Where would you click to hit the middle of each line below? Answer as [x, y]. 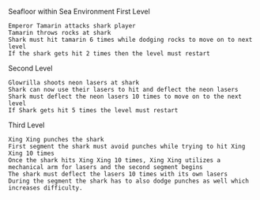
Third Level [26, 125]
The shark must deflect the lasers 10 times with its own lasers [118, 174]
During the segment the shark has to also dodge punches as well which [128, 181]
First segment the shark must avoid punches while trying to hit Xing [127, 146]
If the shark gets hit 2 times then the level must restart [109, 54]
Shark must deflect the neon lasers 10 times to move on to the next [125, 96]
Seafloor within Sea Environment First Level [79, 11]
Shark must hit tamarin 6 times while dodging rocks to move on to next [130, 40]
